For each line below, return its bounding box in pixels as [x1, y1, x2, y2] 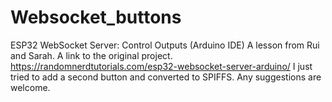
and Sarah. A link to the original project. [10, 49, 173, 61]
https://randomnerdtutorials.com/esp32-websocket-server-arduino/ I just [10, 60, 313, 72]
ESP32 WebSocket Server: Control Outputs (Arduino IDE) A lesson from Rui [10, 39, 320, 51]
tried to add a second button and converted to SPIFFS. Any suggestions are [10, 71, 322, 83]
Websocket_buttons [10, 6, 182, 29]
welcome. [10, 81, 51, 93]
